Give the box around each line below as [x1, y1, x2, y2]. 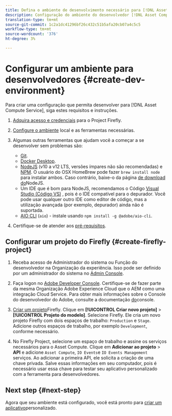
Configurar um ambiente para [5, 63, 134, 75]
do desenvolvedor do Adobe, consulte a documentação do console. [12, 296, 155, 302]
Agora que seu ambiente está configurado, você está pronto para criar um [5, 400, 162, 406]
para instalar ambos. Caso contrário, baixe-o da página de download [20, 174, 165, 180]
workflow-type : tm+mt [5, 27, 52, 32]
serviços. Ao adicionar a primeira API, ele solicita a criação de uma [12, 354, 154, 360]
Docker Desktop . [20, 158, 56, 164]
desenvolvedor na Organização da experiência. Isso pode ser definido [12, 264, 161, 270]
